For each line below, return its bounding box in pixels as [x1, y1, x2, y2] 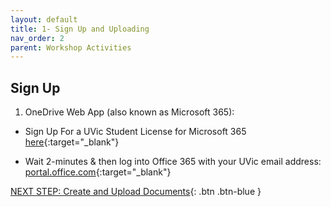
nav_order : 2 [10, 33, 65, 43]
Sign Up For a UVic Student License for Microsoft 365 [24, 126, 247, 138]
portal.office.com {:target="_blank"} [24, 166, 172, 178]
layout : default [10, 14, 78, 25]
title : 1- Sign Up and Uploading [10, 24, 150, 34]
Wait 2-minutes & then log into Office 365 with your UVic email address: [24, 156, 322, 168]
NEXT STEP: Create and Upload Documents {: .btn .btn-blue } [10, 186, 262, 198]
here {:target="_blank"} [24, 136, 120, 148]
